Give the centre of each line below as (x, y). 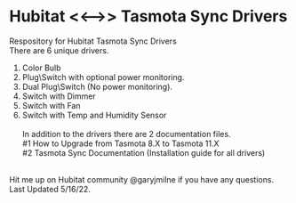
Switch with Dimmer (59, 96)
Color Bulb (41, 68)
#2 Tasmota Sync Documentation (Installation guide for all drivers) (144, 152)
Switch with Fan (51, 105)
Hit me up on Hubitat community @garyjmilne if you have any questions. (141, 179)
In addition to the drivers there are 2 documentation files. (126, 134)
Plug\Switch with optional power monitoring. (103, 77)
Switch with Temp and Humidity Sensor (94, 115)
